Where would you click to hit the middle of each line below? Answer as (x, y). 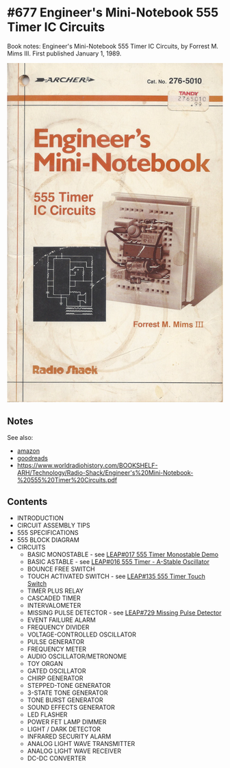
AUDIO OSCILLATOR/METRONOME (77, 656)
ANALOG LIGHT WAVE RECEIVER (74, 751)
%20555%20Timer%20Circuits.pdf (67, 480)
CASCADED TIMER (54, 598)
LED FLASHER (47, 715)
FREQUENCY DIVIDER (58, 628)
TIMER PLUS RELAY (55, 591)
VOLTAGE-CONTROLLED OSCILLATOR (82, 634)
